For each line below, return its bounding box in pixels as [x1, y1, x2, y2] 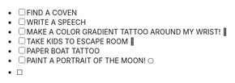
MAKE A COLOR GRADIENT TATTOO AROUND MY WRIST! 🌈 [26, 27, 228, 36]
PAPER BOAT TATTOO [26, 46, 100, 56]
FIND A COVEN [26, 8, 78, 17]
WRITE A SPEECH [26, 18, 87, 27]
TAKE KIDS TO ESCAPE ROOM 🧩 [26, 36, 135, 46]
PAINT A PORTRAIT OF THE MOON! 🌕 [26, 56, 154, 65]
